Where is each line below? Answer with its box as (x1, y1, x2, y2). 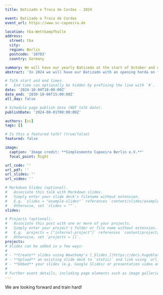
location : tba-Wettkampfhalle (5, 29, 66, 34)
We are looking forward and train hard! (5, 284, 82, 290)
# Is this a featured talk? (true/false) (5, 132, 90, 137)
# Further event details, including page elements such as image (5, 271, 140, 276)
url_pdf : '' (5, 167, 29, 173)
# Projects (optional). (5, 217, 53, 222)
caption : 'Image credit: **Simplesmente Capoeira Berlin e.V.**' (9, 149, 145, 155)
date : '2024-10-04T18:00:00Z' (5, 87, 66, 92)
